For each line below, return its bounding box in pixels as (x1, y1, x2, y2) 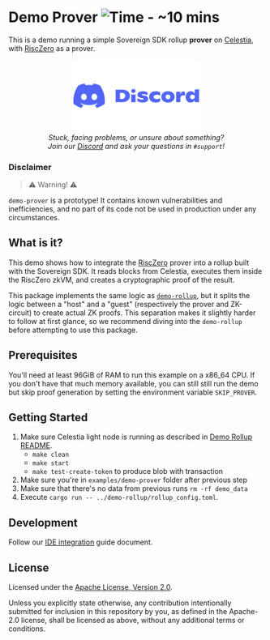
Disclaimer (8, 161, 52, 173)
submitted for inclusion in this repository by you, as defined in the (8, 607, 228, 617)
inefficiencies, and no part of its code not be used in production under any (8, 203, 257, 214)
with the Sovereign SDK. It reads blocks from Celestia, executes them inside (8, 266, 263, 275)
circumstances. (8, 212, 60, 222)
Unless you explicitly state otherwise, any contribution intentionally (8, 598, 232, 608)
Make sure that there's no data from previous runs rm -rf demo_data (19, 484, 249, 493)
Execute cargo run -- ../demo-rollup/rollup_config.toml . (19, 493, 219, 502)
